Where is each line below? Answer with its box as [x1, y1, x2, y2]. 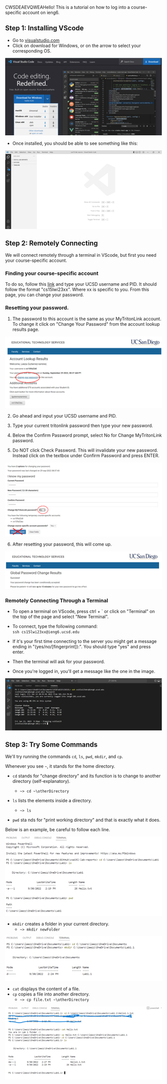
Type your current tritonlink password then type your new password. [12, 422, 153, 429]
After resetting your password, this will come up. [12, 542, 112, 547]
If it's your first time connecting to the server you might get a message [12, 638, 157, 644]
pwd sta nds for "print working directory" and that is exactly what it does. [12, 817, 161, 823]
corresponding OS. [12, 47, 51, 54]
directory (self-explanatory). [12, 778, 71, 784]
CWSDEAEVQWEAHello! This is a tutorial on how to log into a [5, 4, 130, 10]
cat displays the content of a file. [12, 986, 80, 992]
